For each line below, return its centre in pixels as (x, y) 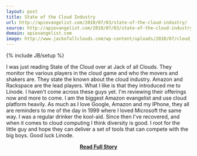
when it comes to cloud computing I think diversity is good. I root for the (93, 123)
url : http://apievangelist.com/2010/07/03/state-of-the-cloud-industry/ (97, 22)
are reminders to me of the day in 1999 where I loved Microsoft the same (94, 110)
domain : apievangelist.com (39, 33)
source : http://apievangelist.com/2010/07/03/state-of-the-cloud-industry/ (101, 28)
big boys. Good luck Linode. (40, 135)
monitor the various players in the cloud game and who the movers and (92, 73)
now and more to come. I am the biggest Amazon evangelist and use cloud (96, 98)
